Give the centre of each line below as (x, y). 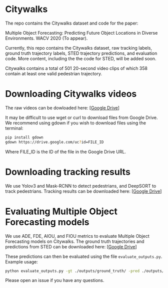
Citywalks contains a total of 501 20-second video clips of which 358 (76, 68)
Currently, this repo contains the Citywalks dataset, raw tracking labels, (79, 48)
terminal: (14, 128)
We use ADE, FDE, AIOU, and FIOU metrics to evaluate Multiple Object (77, 236)
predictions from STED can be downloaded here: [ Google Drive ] (71, 246)
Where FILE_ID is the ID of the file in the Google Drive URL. (66, 152)
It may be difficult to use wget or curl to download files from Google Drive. (81, 117)
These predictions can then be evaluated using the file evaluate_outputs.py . (84, 256)
